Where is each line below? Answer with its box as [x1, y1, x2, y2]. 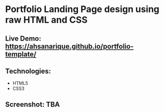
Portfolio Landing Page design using [5, 4, 159, 15]
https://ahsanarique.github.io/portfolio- [5, 42, 134, 51]
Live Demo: [5, 34, 41, 43]
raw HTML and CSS [5, 14, 88, 26]
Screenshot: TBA [5, 100, 60, 108]
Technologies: [5, 67, 51, 75]
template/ [5, 50, 37, 58]
